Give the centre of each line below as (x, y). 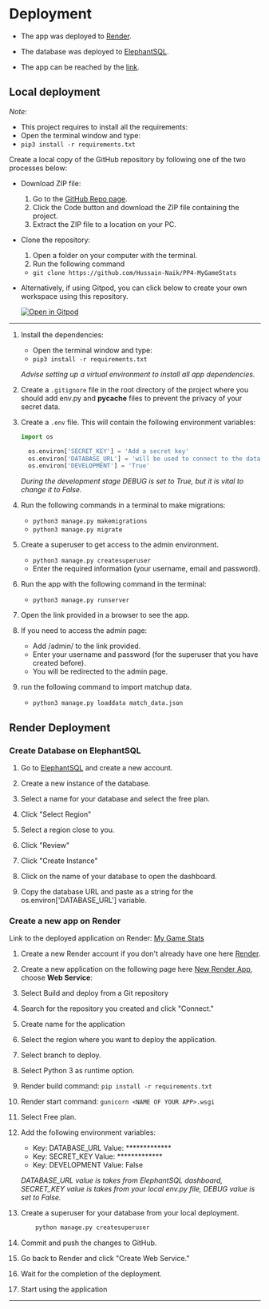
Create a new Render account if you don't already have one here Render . (140, 954)
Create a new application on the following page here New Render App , (136, 969)
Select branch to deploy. (61, 1055)
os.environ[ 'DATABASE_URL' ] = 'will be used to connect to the (135, 459)
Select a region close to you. (67, 830)
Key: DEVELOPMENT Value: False (87, 1165)
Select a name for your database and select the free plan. (115, 798)
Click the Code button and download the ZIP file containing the (136, 207)
